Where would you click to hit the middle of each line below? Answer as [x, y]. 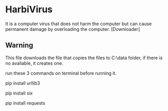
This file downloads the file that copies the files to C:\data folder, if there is [84, 58]
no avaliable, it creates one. [34, 63]
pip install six [19, 93]
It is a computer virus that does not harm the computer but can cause [79, 24]
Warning [19, 45]
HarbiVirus [29, 10]
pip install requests [25, 103]
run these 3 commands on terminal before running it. [61, 73]
